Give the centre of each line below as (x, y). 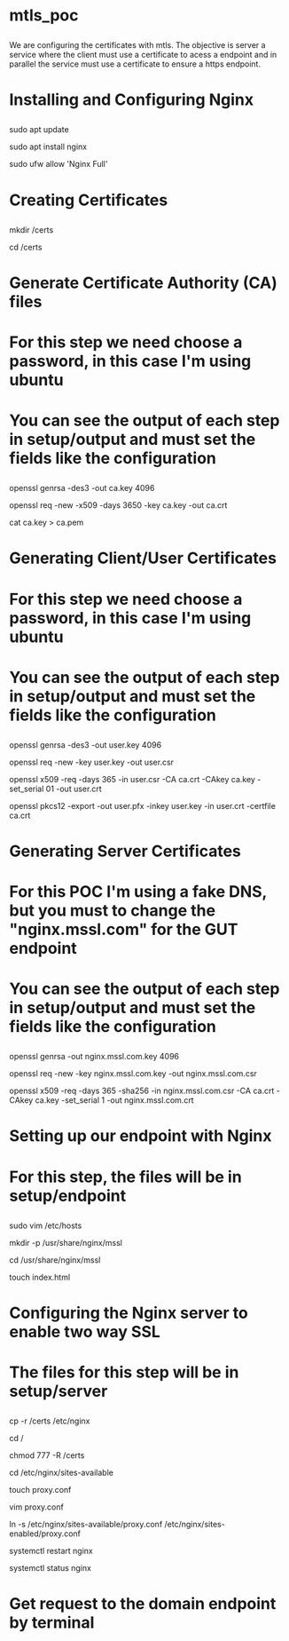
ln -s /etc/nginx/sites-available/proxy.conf (86, 1524)
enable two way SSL (85, 1332)
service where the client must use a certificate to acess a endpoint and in (143, 55)
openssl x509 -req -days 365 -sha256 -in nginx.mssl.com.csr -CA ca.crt (142, 1091)
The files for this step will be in (124, 1372)
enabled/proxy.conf (45, 1534)
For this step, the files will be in (125, 1177)
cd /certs (26, 247)
